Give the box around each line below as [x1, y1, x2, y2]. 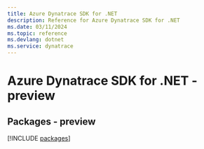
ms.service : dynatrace [7, 43, 74, 50]
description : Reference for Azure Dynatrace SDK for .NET [7, 17, 180, 24]
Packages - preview [7, 115, 96, 127]
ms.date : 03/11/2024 [7, 23, 68, 30]
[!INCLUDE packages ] [7, 134, 71, 142]
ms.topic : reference [7, 29, 68, 37]
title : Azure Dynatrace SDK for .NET [7, 10, 118, 17]
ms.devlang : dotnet [7, 36, 64, 43]
